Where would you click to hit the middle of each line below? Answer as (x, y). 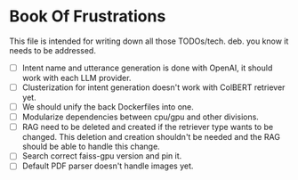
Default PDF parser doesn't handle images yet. (108, 166)
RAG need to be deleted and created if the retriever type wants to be (148, 127)
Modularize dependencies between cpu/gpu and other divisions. (141, 117)
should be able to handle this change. (91, 147)
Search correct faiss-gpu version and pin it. (102, 156)
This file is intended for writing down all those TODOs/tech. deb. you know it (149, 41)
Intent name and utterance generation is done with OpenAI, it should (147, 68)
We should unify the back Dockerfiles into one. (108, 107)
